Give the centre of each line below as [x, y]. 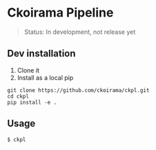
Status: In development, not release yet [80, 32]
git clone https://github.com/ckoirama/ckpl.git [78, 90]
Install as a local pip [45, 77]
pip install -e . [32, 102]
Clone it [28, 70]
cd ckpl [18, 96]
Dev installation [41, 54]
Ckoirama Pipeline [60, 13]
